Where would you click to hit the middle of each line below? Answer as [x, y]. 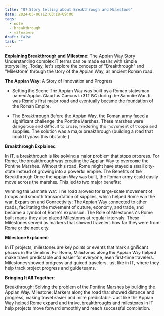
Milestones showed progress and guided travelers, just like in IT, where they [82, 263]
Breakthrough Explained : [31, 146]
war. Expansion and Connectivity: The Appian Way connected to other [76, 202]
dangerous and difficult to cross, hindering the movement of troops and [84, 126]
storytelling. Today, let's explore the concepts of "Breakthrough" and [75, 66]
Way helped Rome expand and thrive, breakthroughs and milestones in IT [79, 303]
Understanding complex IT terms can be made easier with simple [71, 61]
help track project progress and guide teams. [51, 268]
